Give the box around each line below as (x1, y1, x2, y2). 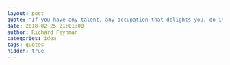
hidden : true (7, 48, 44, 55)
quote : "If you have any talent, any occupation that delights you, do (7, 16, 216, 23)
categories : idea (7, 35, 57, 42)
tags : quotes (7, 41, 44, 48)
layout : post (7, 9, 44, 17)
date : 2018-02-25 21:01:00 (7, 22, 84, 29)
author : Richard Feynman (7, 28, 78, 36)
